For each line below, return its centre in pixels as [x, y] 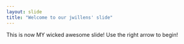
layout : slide [24, 12]
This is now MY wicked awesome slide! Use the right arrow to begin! [92, 34]
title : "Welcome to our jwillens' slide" [60, 17]
